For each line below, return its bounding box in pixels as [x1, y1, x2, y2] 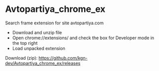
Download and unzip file [12, 29, 62, 35]
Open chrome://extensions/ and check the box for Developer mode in [12, 35, 155, 41]
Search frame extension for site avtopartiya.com [5, 20, 104, 26]
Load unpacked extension [12, 45, 65, 51]
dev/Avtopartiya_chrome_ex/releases [5, 60, 81, 66]
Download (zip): [5, 55, 38, 61]
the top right [12, 40, 38, 46]
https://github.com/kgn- [39, 55, 88, 61]
